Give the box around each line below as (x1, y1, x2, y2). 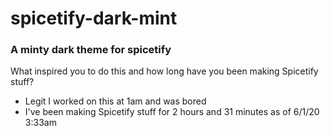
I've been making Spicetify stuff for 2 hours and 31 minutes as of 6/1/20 (24, 106, 320, 118)
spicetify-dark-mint (10, 7, 178, 30)
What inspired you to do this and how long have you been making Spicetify (10, 65, 319, 77)
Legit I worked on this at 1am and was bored (24, 95, 207, 107)
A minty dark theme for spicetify (10, 43, 172, 57)
